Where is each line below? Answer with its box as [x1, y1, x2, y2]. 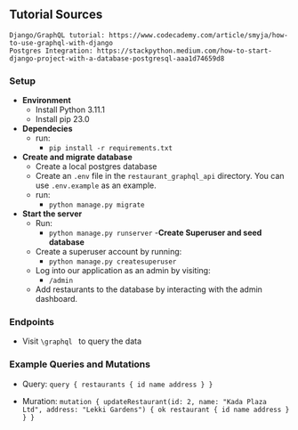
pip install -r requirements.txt [48, 144, 173, 153]
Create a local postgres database [35, 161, 157, 172]
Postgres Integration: [9, 46, 93, 55]
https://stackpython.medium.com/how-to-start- [96, 46, 273, 55]
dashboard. [35, 294, 78, 304]
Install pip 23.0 [35, 114, 91, 125]
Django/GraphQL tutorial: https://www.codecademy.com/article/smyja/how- [9, 30, 289, 39]
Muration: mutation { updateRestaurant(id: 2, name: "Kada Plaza [21, 395, 267, 406]
